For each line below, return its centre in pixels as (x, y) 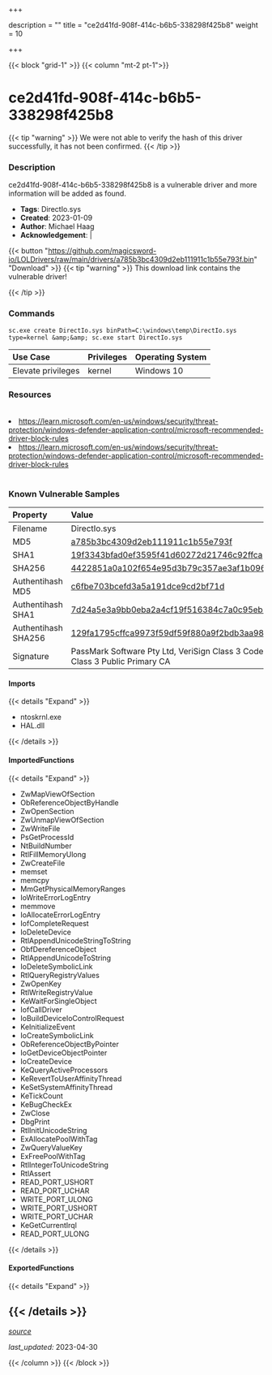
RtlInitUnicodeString (53, 1130)
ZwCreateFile (42, 863)
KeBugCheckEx (46, 1104)
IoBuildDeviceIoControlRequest (72, 1018)
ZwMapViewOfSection (57, 794)
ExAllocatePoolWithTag (59, 1139)
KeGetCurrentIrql (48, 1225)
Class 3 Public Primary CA (121, 662)
